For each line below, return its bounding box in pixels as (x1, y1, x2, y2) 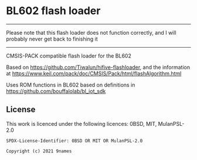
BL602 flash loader (6, 4, 101, 18)
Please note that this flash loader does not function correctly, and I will (6, 29, 177, 36)
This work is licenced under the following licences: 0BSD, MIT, (6, 120, 157, 127)
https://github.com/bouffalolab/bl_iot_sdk (6, 87, 106, 95)
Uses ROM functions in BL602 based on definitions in (6, 81, 135, 88)
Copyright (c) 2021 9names (6, 148, 72, 154)
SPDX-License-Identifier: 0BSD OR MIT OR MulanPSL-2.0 (6, 138, 143, 144)
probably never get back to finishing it (6, 35, 98, 42)
